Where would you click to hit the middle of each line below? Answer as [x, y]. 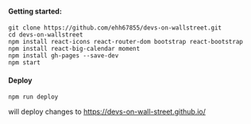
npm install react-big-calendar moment [74, 49]
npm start [25, 63]
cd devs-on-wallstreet [46, 35]
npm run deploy [33, 97]
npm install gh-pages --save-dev [64, 56]
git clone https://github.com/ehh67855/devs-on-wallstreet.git [115, 28]
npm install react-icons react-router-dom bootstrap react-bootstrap [126, 42]
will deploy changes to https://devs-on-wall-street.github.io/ [107, 112]
